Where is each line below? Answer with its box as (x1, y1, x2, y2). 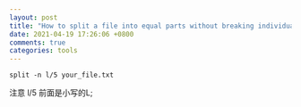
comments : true (9, 37, 66, 47)
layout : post (9, 12, 58, 22)
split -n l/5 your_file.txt (9, 70, 115, 80)
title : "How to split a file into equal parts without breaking (9, 21, 254, 30)
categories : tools (9, 46, 78, 55)
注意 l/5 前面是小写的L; (9, 87, 93, 98)
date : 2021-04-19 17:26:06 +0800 (9, 29, 134, 38)
